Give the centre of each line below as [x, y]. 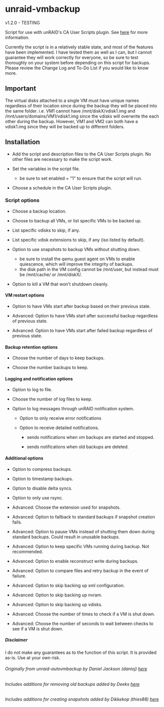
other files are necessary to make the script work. [62, 159]
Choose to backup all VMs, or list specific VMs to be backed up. [77, 220]
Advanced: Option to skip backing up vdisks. [57, 604]
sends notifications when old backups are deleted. [78, 447]
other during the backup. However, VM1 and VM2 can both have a [71, 121]
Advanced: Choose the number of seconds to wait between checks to [83, 623]
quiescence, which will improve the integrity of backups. [76, 264]
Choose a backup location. [39, 211]
